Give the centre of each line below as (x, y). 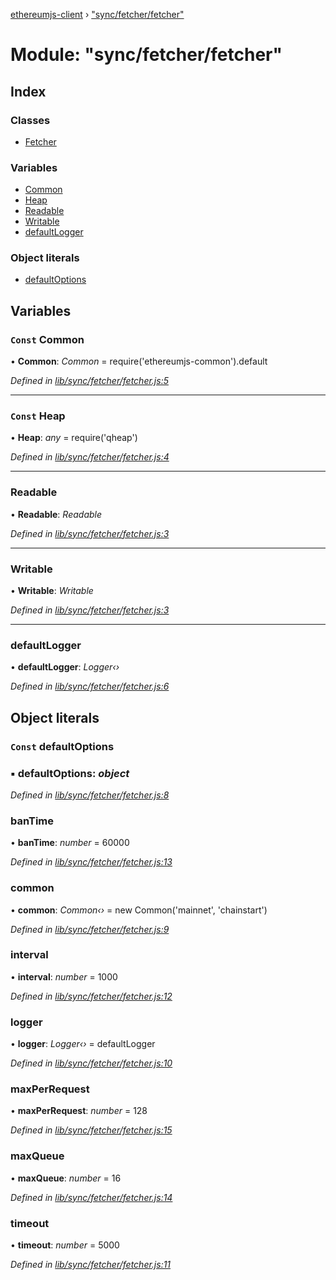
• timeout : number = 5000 (65, 1245)
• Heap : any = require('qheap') (74, 438)
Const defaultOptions (62, 746)
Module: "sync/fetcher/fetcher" (146, 55)
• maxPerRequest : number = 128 (79, 1111)
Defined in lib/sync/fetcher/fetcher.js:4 (90, 457)
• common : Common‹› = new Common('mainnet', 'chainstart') (139, 910)
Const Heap (38, 416)
